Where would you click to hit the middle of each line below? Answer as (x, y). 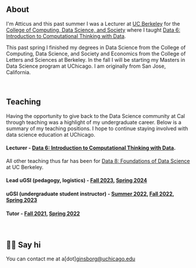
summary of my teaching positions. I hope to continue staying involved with (97, 128)
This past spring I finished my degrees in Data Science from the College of (96, 47)
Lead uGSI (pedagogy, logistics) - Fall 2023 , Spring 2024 (77, 180)
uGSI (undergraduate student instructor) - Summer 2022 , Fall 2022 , (90, 194)
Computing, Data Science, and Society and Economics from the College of (96, 53)
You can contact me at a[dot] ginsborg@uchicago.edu (71, 259)
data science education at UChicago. (51, 134)
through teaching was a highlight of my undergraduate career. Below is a (94, 122)
